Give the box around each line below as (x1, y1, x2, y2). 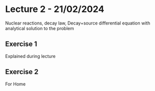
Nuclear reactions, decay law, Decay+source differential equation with (5, 20, 150, 26)
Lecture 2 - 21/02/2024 (5, 3, 104, 15)
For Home (5, 81, 26, 87)
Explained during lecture (5, 53, 56, 59)
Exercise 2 (5, 67, 39, 76)
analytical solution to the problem (5, 25, 74, 31)
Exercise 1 (5, 40, 38, 48)
